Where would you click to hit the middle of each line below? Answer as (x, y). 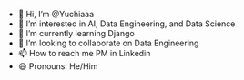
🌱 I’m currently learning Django (76, 33)
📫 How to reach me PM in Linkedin (84, 53)
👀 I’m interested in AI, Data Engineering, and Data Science (127, 24)
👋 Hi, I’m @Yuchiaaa (56, 14)
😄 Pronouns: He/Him (58, 66)
